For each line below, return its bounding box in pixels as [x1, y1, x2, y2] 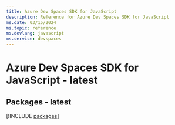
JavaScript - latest [6, 74, 98, 87]
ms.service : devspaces [6, 36, 62, 42]
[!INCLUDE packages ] [6, 113, 59, 119]
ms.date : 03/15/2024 [6, 19, 57, 25]
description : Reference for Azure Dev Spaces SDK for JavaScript [6, 14, 169, 20]
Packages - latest [6, 97, 72, 107]
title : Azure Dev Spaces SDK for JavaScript [6, 8, 117, 15]
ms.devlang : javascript [6, 31, 65, 36]
